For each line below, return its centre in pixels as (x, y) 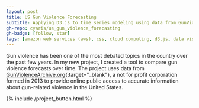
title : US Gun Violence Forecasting (51, 17)
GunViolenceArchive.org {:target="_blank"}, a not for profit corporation (92, 75)
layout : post (22, 12)
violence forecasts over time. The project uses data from (75, 68)
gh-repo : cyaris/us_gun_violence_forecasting (63, 28)
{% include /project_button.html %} (49, 99)
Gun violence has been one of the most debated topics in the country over (97, 56)
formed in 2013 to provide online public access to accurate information (92, 81)
